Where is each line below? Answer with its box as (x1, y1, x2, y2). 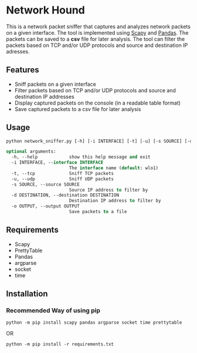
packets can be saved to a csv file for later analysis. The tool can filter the (6, 35, 185, 42)
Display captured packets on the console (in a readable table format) (14, 99, 181, 106)
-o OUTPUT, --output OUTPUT (11, 203, 80, 209)
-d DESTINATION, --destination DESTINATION (11, 192, 119, 199)
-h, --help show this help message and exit (11, 154, 151, 160)
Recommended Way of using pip (6, 307, 101, 315)
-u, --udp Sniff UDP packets (11, 176, 114, 182)
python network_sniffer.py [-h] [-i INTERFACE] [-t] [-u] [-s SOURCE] (6, 138, 182, 144)
